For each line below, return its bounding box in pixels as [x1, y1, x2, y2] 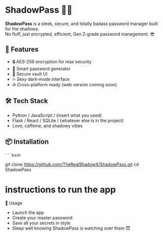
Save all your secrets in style [12, 220, 71, 226]
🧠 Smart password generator [12, 66, 71, 72]
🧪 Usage [5, 200, 23, 206]
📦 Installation [5, 137, 49, 146]
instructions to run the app [5, 184, 116, 195]
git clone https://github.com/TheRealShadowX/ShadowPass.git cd [5, 161, 139, 167]
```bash [5, 153, 21, 158]
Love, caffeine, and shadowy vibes [12, 123, 83, 129]
